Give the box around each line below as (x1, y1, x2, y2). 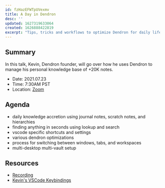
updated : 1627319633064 (5, 21, 54, 26)
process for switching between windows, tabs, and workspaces (12, 139, 141, 145)
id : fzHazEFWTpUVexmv (5, 7, 50, 12)
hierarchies (12, 119, 35, 125)
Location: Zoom (12, 86, 44, 92)
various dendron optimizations (12, 134, 74, 140)
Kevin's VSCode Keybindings (12, 177, 71, 183)
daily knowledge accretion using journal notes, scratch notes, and (12, 113, 146, 119)
